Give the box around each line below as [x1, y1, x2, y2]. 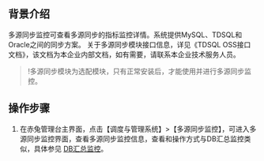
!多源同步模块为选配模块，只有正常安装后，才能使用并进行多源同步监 [27, 66, 251, 76]
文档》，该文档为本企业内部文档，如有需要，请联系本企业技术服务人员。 [8, 50, 240, 59]
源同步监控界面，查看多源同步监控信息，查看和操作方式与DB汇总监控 [19, 133, 245, 144]
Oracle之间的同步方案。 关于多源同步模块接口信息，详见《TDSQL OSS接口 [8, 39, 251, 49]
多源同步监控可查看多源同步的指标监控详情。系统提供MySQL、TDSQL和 [8, 30, 243, 39]
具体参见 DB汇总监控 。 [33, 144, 108, 153]
